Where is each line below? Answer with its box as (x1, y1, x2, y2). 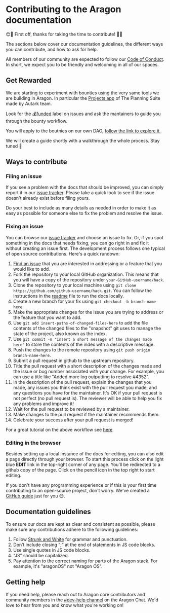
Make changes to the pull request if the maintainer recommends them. (13, 411, 160, 417)
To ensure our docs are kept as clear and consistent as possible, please (6, 521, 156, 527)
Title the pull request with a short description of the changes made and (13, 363, 161, 369)
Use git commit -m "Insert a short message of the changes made (13, 336, 152, 342)
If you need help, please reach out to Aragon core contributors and (6, 591, 146, 597)
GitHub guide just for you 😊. (6, 493, 65, 499)
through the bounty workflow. (6, 118, 68, 124)
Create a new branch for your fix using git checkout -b (13, 298, 129, 304)
